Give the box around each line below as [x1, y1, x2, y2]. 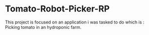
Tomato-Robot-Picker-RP [5, 3, 110, 14]
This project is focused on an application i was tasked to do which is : [5, 19, 145, 25]
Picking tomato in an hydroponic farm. [5, 24, 82, 30]
